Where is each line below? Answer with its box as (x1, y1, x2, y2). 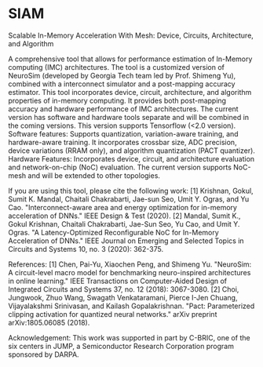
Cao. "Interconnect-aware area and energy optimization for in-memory (8, 202, 238, 212)
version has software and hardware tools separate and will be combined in (8, 112, 250, 122)
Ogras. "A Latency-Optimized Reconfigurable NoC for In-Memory (8, 227, 220, 237)
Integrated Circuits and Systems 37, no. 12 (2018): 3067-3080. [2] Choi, (8, 284, 239, 294)
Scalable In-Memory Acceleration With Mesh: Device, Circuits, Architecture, (8, 31, 254, 40)
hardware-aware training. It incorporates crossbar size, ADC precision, (8, 137, 237, 147)
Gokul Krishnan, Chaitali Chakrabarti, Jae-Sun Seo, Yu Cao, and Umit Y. (8, 219, 240, 228)
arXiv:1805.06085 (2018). (8, 318, 90, 327)
